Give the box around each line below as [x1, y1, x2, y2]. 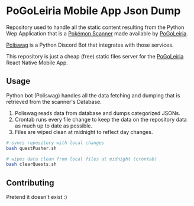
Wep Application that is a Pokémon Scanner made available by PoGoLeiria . [6, 30, 188, 37]
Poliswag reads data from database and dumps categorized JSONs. [14, 109, 180, 116]
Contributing [6, 178, 54, 188]
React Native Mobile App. [6, 59, 68, 66]
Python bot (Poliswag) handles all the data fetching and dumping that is [6, 91, 180, 99]
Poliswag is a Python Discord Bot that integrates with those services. [6, 41, 174, 48]
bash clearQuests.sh [6, 161, 57, 168]
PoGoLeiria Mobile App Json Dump [6, 4, 181, 18]
